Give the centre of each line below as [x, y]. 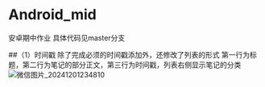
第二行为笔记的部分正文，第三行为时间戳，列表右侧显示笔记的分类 [132, 65]
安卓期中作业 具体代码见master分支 [67, 38]
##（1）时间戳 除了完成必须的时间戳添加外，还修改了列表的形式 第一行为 [129, 54]
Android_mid [52, 15]
